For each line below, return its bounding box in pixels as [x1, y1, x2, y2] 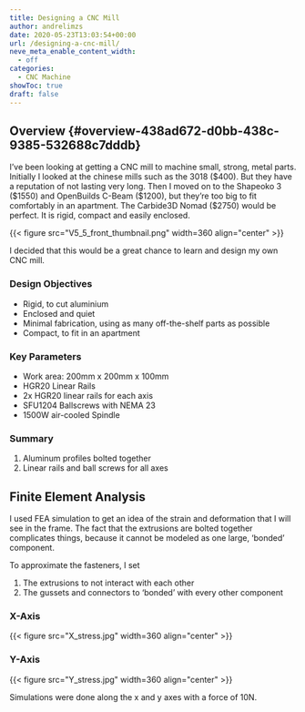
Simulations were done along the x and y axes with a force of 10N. [9, 691, 258, 702]
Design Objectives [9, 278, 93, 290]
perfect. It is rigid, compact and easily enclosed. [9, 210, 191, 221]
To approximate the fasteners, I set [9, 560, 140, 571]
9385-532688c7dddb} [9, 137, 141, 153]
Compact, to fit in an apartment [22, 327, 141, 338]
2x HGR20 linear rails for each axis [22, 390, 153, 401]
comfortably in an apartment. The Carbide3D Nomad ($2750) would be [9, 200, 277, 211]
